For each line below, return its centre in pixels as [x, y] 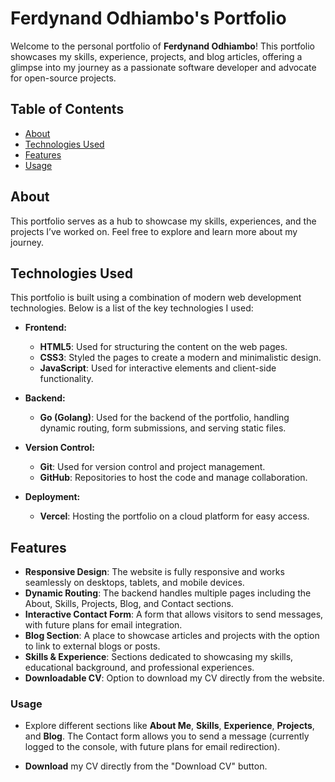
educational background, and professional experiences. [139, 668]
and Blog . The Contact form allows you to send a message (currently [167, 736]
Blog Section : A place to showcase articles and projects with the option [172, 636]
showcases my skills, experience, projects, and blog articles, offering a [156, 56]
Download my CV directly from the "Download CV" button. [146, 766]
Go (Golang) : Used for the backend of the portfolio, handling [164, 418]
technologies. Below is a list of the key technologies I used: [132, 308]
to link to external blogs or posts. [92, 646]
